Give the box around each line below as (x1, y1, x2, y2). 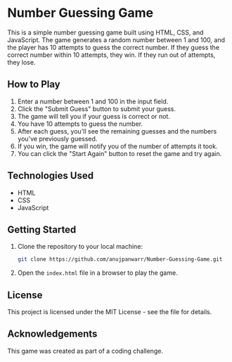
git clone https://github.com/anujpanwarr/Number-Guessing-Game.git (17, 256, 223, 263)
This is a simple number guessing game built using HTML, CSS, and (7, 28, 204, 37)
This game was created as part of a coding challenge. (7, 347, 164, 355)
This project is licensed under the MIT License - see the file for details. (7, 308, 212, 316)
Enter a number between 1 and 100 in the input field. (17, 97, 169, 105)
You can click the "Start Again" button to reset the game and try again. (17, 149, 222, 157)
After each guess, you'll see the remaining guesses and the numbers (17, 127, 217, 135)
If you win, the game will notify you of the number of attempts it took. (17, 142, 218, 150)
